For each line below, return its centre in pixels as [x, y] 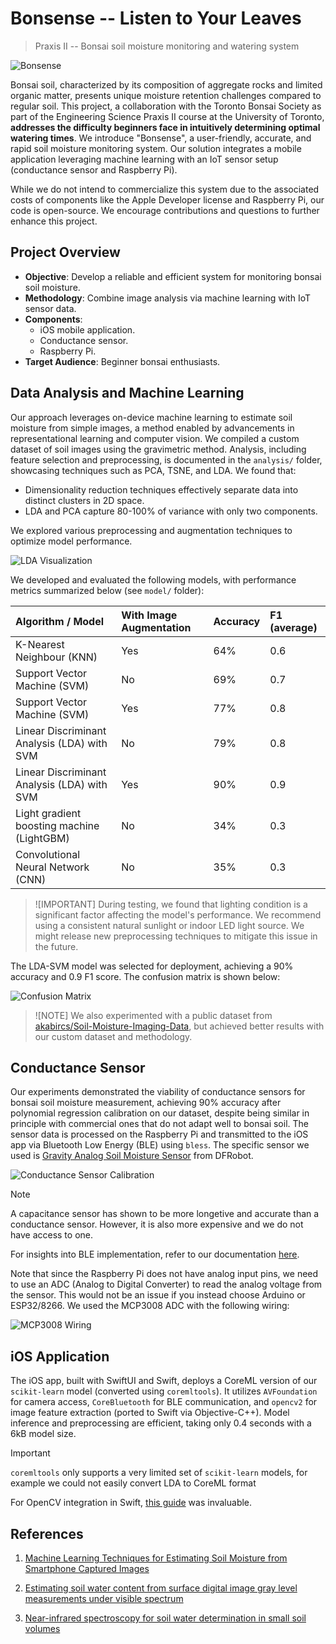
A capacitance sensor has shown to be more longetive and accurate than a [165, 1214]
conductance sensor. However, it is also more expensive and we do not [157, 1224]
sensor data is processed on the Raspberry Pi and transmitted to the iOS [159, 1134]
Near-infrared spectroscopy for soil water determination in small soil [165, 1618]
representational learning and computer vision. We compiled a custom [155, 438]
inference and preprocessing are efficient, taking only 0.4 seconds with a [161, 1423]
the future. [56, 946]
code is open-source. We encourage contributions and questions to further [165, 210]
